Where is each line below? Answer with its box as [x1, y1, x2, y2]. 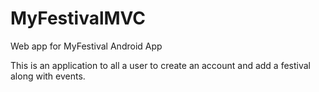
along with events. [10, 70, 86, 82]
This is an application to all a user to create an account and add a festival [10, 59, 312, 71]
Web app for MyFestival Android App [10, 40, 163, 52]
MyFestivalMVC [10, 7, 147, 30]
